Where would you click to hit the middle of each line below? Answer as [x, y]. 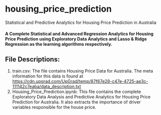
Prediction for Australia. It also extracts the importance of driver [76, 102]
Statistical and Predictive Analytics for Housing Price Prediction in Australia [81, 22]
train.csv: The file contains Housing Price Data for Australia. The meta [82, 71]
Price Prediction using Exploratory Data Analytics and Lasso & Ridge [76, 39]
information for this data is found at [48, 76]
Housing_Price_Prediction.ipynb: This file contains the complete [76, 92]
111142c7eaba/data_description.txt [46, 87]
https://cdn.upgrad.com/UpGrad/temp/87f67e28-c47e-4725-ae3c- [80, 81]
